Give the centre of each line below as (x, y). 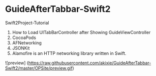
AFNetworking (27, 42)
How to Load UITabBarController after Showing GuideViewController (81, 32)
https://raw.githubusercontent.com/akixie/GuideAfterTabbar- (90, 63)
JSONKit (21, 48)
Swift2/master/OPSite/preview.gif (39, 68)
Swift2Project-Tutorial (27, 23)
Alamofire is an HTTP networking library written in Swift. (69, 53)
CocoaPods (24, 38)
